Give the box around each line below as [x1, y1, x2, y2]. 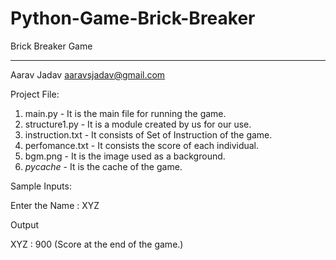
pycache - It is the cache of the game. [24, 160, 183, 172]
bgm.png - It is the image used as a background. [24, 150, 226, 162]
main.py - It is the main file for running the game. [24, 107, 227, 119]
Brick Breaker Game [10, 40, 93, 52]
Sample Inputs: [10, 180, 72, 192]
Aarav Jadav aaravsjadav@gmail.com [10, 68, 166, 81]
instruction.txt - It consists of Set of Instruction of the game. [24, 128, 273, 141]
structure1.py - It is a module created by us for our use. [24, 118, 252, 130]
